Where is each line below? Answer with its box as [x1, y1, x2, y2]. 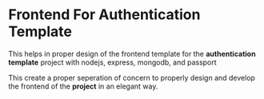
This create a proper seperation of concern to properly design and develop [8, 73, 256, 82]
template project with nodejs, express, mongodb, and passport [8, 57, 218, 67]
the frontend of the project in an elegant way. [8, 81, 158, 91]
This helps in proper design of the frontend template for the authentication [8, 49, 256, 58]
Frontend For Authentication [8, 6, 201, 24]
